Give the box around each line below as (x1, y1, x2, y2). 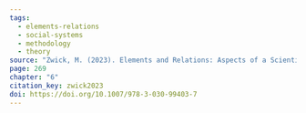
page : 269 (9, 65, 47, 74)
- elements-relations (17, 22, 100, 31)
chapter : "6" (9, 73, 59, 82)
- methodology (17, 38, 71, 48)
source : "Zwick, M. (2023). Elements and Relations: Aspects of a (9, 56, 267, 65)
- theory (17, 47, 51, 56)
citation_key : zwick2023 (9, 81, 104, 90)
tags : (9, 13, 30, 23)
